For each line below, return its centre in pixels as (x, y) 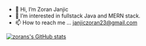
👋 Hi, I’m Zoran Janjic (41, 9)
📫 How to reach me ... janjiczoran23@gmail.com (76, 22)
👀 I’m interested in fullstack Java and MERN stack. (78, 16)
